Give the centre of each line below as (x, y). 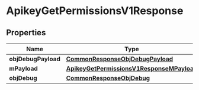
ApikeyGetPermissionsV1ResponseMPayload (132, 69)
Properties (26, 33)
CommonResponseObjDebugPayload (120, 59)
